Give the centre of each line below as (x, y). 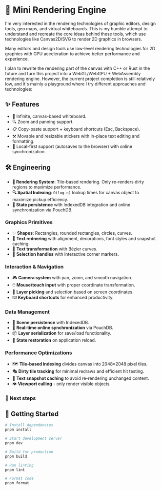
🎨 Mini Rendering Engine (56, 10)
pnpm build (16, 456)
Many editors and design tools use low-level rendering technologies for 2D (80, 48)
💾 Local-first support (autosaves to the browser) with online (72, 146)
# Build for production (29, 452)
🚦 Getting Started (32, 414)
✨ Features (22, 104)
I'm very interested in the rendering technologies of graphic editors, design (80, 23)
